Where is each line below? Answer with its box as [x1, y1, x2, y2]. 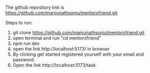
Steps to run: [5, 20, 33, 26]
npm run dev [12, 40, 40, 46]
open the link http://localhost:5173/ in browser [12, 46, 110, 52]
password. [12, 57, 35, 63]
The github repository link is [5, 5, 65, 10]
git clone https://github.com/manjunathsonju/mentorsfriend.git [12, 30, 145, 35]
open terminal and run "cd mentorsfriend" [12, 35, 101, 41]
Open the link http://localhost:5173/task [12, 62, 96, 68]
